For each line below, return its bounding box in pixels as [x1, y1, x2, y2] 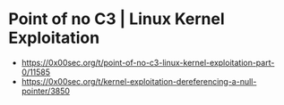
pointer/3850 [21, 85, 71, 96]
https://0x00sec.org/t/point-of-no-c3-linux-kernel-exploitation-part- [21, 57, 275, 68]
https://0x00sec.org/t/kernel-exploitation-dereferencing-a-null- [21, 76, 257, 86]
